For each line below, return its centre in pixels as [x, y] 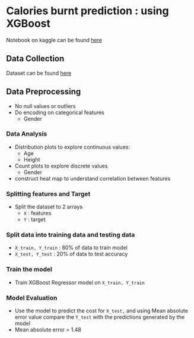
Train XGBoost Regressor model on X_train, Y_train [80, 282]
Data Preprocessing [44, 92]
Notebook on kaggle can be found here [54, 40]
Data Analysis [27, 134]
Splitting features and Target [48, 194]
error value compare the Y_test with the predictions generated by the [100, 317]
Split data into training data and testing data [71, 235]
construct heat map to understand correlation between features [93, 178]
